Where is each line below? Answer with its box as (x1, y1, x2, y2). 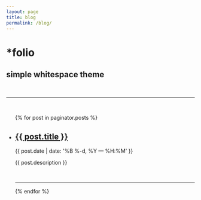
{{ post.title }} (14, 131, 69, 141)
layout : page (6, 8, 39, 15)
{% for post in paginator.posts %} (14, 114, 98, 122)
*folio (6, 46, 35, 59)
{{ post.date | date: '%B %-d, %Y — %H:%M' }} (14, 147, 133, 154)
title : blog (6, 14, 36, 20)
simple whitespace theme (6, 69, 105, 80)
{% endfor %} (14, 188, 50, 195)
